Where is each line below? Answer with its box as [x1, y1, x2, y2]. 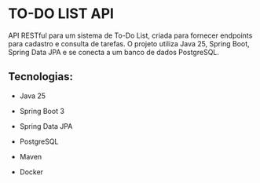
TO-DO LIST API [8, 5, 114, 23]
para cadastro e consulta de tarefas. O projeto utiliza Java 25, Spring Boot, [8, 38, 250, 48]
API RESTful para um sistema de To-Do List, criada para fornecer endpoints [8, 31, 253, 40]
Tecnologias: [8, 70, 73, 83]
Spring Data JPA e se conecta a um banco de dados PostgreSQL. [8, 47, 220, 57]
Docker [19, 167, 44, 177]
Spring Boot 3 [19, 106, 65, 115]
